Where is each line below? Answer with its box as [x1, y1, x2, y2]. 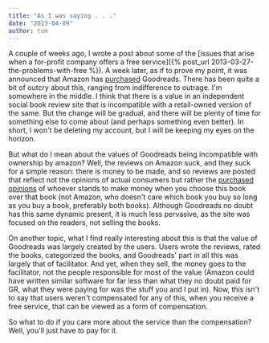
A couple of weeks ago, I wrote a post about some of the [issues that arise [8, 49, 255, 59]
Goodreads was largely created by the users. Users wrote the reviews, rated [8, 242, 261, 251]
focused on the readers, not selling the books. [8, 218, 161, 227]
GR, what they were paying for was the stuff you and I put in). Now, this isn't [8, 284, 260, 294]
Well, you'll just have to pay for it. [8, 326, 118, 336]
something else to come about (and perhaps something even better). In [8, 117, 244, 127]
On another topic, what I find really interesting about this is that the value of [8, 234, 259, 243]
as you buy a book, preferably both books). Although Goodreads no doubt [8, 201, 254, 210]
